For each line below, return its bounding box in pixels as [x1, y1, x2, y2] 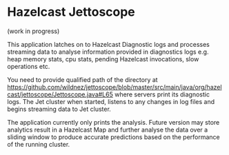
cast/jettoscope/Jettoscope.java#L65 [7, 90, 114, 99]
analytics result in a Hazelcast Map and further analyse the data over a [7, 125, 208, 134]
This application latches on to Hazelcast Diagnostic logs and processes [7, 40, 210, 48]
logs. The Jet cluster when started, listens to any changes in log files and [7, 97, 215, 105]
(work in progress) [7, 27, 60, 35]
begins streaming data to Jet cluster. [7, 105, 112, 113]
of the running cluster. [7, 140, 70, 148]
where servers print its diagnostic [114, 90, 210, 99]
